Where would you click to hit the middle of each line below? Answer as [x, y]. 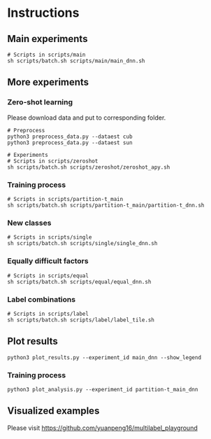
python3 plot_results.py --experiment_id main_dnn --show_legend [104, 357]
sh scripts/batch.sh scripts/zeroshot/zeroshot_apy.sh [89, 167]
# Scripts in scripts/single [50, 237]
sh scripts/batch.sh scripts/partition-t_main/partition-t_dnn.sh [106, 205]
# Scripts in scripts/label [48, 314]
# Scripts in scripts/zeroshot [53, 161]
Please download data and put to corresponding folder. [87, 118]
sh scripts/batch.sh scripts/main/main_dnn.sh [76, 61]
